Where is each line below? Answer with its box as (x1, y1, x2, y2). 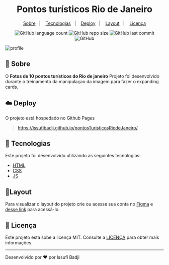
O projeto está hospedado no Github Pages (5, 115, 95, 121)
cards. (5, 84, 19, 90)
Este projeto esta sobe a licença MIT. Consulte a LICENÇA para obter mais (5, 234, 159, 240)
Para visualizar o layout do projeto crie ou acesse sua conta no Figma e (5, 201, 153, 207)
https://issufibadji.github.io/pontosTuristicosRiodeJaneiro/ (17, 124, 138, 130)
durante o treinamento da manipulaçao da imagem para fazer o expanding (5, 78, 159, 84)
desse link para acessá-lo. (5, 207, 60, 213)
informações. (5, 240, 33, 245)
